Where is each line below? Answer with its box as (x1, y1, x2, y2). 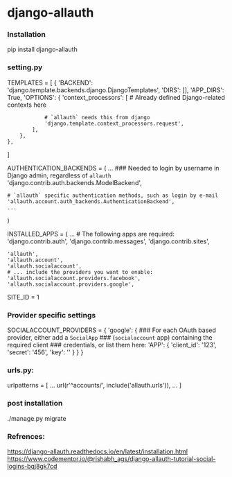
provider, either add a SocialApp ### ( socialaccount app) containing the (7, 333, 213, 342)
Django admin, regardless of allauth (7, 171, 112, 180)
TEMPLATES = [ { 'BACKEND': (7, 78, 93, 87)
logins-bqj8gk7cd (7, 462, 57, 470)
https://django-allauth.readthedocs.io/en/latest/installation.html (7, 447, 188, 456)
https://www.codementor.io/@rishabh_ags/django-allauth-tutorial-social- (7, 454, 216, 462)
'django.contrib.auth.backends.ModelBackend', (7, 178, 142, 187)
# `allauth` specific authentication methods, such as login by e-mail (7, 192, 218, 199)
